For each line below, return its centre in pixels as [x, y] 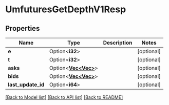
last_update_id [26, 85]
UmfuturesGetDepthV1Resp [66, 9]
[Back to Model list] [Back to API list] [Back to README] [64, 97]
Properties [23, 28]
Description [118, 43]
